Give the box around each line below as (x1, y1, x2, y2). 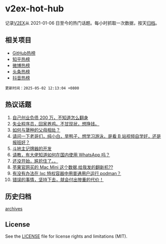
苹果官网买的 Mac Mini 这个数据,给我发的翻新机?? (12, 164, 113, 170)
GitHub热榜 (12, 50, 36, 56)
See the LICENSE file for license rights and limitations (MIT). (5, 234, 128, 240)
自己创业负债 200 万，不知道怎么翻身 (12, 115, 88, 121)
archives (5, 206, 23, 212)
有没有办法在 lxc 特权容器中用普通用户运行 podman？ (12, 170, 121, 176)
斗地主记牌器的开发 (12, 145, 52, 151)
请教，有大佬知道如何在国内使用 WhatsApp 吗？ (12, 152, 111, 158)
